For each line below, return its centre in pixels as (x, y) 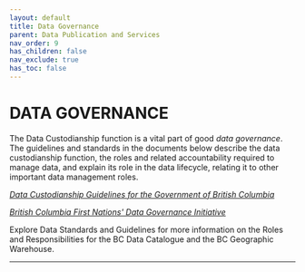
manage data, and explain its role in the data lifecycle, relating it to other (144, 167)
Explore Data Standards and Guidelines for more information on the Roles (147, 229)
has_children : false (49, 52)
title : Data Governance (54, 26)
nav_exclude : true (44, 60)
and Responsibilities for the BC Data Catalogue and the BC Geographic (142, 239)
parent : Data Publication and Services (85, 34)
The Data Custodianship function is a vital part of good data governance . (146, 138)
